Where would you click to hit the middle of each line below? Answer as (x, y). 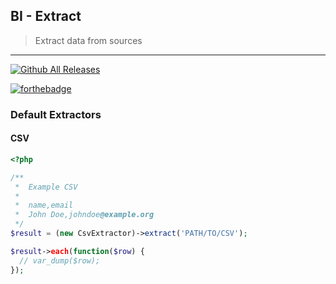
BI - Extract (46, 16)
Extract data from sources (88, 40)
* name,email (44, 205)
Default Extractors (56, 114)
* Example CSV (46, 187)
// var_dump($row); (60, 260)
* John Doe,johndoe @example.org (84, 215)
